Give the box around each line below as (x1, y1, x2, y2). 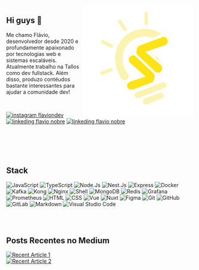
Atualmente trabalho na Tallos (6, 63, 79, 70)
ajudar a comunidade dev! (6, 88, 70, 95)
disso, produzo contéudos (6, 76, 70, 83)
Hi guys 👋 (6, 15, 42, 26)
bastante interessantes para (6, 82, 75, 89)
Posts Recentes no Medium (6, 235, 110, 246)
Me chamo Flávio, (6, 31, 50, 38)
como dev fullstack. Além (6, 69, 69, 76)
